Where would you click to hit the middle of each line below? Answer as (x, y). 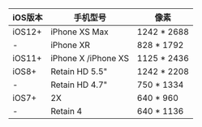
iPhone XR (71, 45)
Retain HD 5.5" (79, 71)
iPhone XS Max (80, 32)
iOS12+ (27, 32)
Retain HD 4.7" (79, 85)
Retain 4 (67, 111)
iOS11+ (27, 58)
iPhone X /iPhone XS (90, 58)
